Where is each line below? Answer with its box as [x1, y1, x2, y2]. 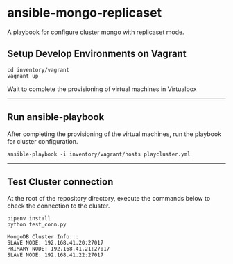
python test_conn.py [7, 221, 67, 229]
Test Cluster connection [7, 176, 114, 188]
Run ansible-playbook [7, 111, 105, 123]
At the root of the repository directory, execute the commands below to [7, 195, 211, 203]
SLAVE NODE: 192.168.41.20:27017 [7, 240, 104, 247]
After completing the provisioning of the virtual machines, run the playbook [7, 130, 222, 138]
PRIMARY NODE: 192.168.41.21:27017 [7, 245, 110, 253]
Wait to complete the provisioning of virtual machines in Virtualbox [7, 85, 197, 93]
